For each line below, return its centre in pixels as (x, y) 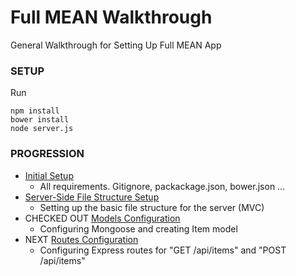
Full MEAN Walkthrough (111, 17)
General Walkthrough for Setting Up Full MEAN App (116, 45)
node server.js (42, 129)
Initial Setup (49, 175)
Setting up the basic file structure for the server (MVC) (152, 207)
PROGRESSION (47, 154)
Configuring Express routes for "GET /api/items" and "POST (163, 250)
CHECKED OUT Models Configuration (102, 218)
